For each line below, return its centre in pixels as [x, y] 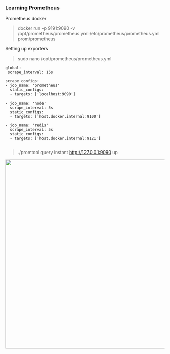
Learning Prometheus [32, 8]
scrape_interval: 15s [30, 72]
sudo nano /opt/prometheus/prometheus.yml [65, 59]
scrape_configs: [22, 81]
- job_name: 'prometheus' [32, 86]
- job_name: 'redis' [27, 125]
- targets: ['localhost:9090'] [43, 94]
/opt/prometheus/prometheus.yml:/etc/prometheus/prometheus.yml [89, 34]
